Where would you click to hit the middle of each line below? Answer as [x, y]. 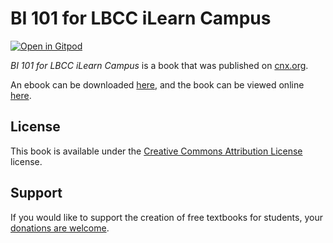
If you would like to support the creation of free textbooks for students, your [166, 217]
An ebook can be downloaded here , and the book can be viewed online [157, 84]
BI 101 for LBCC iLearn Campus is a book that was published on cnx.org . [159, 65]
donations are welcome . [60, 228]
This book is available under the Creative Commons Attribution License [156, 151]
